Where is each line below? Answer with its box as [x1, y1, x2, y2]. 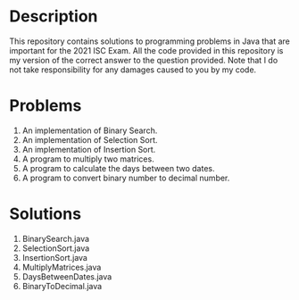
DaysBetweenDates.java [21, 271, 112, 282]
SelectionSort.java [21, 243, 90, 254]
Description [9, 6, 98, 27]
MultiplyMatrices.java [21, 262, 102, 272]
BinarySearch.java [21, 233, 90, 244]
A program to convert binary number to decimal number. [21, 172, 230, 183]
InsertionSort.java [21, 252, 87, 262]
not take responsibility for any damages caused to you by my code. [9, 64, 257, 75]
